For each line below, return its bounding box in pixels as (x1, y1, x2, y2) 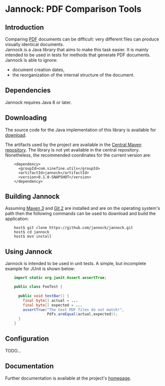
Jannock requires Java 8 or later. (5, 99, 72, 105)
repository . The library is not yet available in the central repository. (5, 147, 140, 153)
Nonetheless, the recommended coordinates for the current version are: (5, 152, 151, 158)
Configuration (5, 335, 49, 343)
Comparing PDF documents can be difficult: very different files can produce (5, 36, 159, 42)
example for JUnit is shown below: (5, 266, 75, 272)
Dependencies (5, 86, 51, 95)
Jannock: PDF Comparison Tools (5, 3, 142, 15)
